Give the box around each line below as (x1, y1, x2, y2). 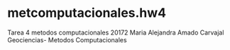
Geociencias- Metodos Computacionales (7, 35, 127, 44)
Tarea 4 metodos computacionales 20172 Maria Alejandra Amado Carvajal (7, 28, 224, 37)
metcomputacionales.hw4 (7, 5, 167, 21)
